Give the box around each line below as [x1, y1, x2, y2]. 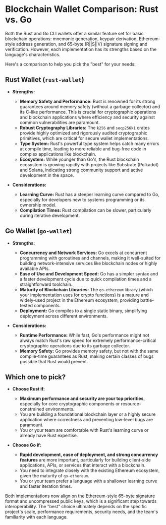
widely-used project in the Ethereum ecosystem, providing [19, 297, 140, 303]
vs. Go [5, 14, 32, 25]
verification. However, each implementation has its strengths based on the [5, 46, 157, 52]
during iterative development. [19, 212, 80, 218]
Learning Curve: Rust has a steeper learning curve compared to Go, [19, 191, 160, 197]
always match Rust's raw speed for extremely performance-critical [19, 337, 157, 343]
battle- [140, 297, 154, 303]
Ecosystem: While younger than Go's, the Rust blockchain [19, 156, 140, 162]
